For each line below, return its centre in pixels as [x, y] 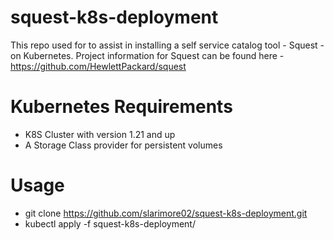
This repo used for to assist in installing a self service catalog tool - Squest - [167, 45]
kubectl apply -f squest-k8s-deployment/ [110, 223]
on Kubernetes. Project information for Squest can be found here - [147, 55]
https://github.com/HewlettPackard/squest [98, 66]
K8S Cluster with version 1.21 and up [100, 134]
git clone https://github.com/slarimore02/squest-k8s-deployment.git [166, 213]
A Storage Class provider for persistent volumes [123, 145]
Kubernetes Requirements [121, 107]
